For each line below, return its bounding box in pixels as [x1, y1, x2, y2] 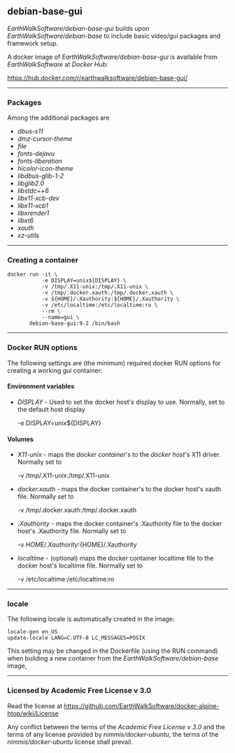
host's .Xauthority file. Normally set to [17, 527, 127, 535]
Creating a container [7, 255, 79, 265]
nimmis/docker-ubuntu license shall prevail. [7, 738, 133, 746]
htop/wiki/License [7, 709, 59, 717]
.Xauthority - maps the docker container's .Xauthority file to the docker [17, 519, 222, 528]
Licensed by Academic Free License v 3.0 [7, 686, 152, 696]
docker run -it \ [7, 271, 58, 279]
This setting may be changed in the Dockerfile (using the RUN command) [7, 647, 218, 655]
